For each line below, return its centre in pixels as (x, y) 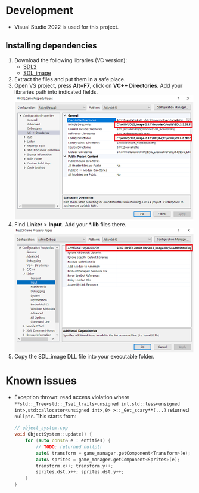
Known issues (41, 381)
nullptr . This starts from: (45, 417)
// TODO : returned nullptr (69, 447)
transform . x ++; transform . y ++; (75, 466)
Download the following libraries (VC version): (71, 60)
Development (40, 10)
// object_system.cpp (41, 428)
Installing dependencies (51, 46)
